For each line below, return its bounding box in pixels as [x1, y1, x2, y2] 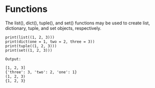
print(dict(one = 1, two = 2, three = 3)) [5, 39, 95, 44]
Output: [5, 56, 21, 62]
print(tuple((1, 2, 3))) [5, 43, 57, 48]
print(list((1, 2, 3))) [5, 35, 55, 40]
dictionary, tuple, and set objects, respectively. [5, 25, 101, 31]
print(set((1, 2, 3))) [5, 48, 52, 53]
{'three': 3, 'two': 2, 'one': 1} [5, 70, 77, 75]
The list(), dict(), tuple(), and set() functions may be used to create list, [5, 20, 150, 26]
